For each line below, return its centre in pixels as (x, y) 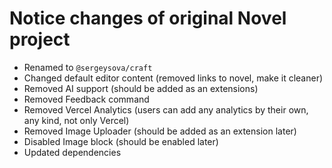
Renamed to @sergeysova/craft (88, 67)
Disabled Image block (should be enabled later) (121, 141)
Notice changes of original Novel (148, 18)
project (40, 39)
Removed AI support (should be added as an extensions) (141, 88)
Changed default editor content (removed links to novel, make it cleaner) (173, 78)
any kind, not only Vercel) (76, 120)
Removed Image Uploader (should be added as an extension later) (160, 131)
